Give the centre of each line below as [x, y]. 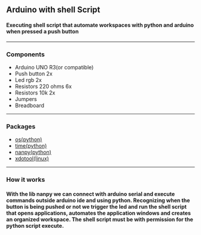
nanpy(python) [33, 152]
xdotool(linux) [32, 158]
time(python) [31, 146]
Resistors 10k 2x [35, 93]
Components [25, 54]
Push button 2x [33, 74]
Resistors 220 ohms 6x [43, 86]
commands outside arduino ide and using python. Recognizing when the [98, 200]
